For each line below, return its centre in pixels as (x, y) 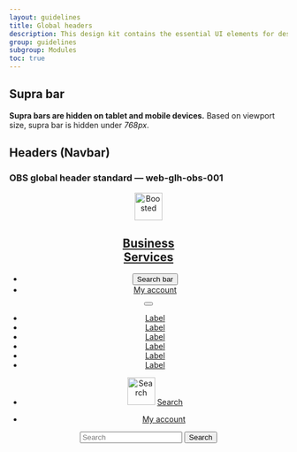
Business (148, 243)
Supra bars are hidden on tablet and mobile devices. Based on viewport (142, 115)
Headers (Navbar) (60, 153)
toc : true (27, 58)
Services (148, 257)
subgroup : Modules (43, 50)
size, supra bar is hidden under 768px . (79, 125)
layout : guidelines (45, 17)
